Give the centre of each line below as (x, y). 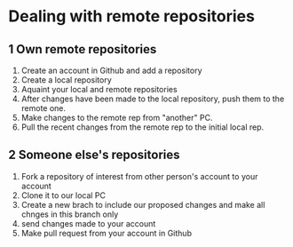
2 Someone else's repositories (94, 155)
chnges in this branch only (70, 214)
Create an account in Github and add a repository (111, 70)
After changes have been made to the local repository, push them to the (153, 99)
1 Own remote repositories (83, 49)
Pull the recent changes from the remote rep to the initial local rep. (143, 127)
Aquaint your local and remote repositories (99, 89)
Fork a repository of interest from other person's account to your (139, 176)
